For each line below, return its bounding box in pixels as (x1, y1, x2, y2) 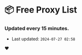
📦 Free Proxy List (4, 4, 77, 16)
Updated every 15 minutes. (4, 25, 69, 32)
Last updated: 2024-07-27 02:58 (11, 36, 76, 42)
